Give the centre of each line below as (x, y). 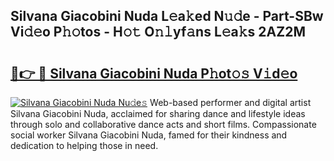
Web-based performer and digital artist (230, 102)
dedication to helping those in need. (84, 145)
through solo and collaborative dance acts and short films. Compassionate (163, 124)
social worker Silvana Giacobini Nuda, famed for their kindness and (149, 135)
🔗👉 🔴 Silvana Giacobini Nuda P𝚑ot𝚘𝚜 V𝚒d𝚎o (154, 73)
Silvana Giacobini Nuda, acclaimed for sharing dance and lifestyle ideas (158, 113)
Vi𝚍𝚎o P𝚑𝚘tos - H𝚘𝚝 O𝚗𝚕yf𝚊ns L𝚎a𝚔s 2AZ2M (158, 32)
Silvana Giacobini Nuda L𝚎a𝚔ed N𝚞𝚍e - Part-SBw (167, 16)
